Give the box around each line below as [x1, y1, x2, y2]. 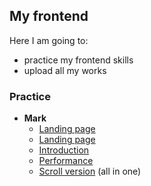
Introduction [38, 144, 90, 156]
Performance [38, 155, 94, 167]
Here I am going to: [9, 34, 89, 46]
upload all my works [23, 64, 107, 76]
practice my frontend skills [23, 54, 134, 66]
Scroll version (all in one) [38, 165, 142, 178]
